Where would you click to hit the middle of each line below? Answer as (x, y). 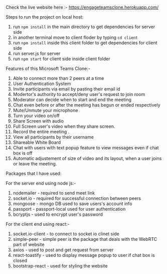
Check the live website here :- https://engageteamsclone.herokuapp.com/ (82, 7)
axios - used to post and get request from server (63, 250)
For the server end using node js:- (41, 183)
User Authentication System (42, 83)
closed (20, 260)
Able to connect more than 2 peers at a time (58, 78)
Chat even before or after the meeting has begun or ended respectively (87, 105)
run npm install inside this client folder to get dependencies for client (85, 43)
